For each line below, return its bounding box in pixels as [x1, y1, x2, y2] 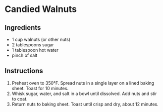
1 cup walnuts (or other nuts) [11, 36, 70, 42]
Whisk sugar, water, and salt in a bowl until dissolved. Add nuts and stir [11, 91, 157, 97]
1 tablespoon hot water [11, 47, 59, 53]
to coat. [11, 96, 28, 102]
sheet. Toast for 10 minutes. [11, 85, 69, 91]
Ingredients [4, 23, 41, 32]
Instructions [4, 67, 43, 75]
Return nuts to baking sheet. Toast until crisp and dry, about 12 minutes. [11, 101, 159, 107]
